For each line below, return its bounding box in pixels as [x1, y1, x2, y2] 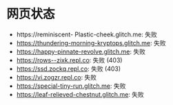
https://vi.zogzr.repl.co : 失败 [16, 73, 97, 81]
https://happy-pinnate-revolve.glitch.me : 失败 [16, 47, 146, 56]
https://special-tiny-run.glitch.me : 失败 [16, 82, 126, 90]
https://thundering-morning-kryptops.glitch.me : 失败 [16, 38, 166, 47]
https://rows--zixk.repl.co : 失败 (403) [16, 56, 123, 64]
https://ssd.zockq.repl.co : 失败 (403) [16, 65, 121, 73]
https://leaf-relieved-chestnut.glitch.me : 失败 [16, 90, 144, 98]
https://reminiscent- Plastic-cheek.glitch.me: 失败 [16, 30, 158, 38]
